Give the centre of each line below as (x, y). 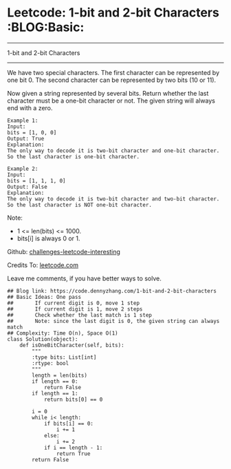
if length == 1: (55, 393)
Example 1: (23, 121)
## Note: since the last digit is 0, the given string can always (113, 321)
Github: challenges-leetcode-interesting (64, 251)
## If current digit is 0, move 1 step (73, 303)
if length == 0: (55, 381)
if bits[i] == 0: (69, 424)
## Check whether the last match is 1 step (80, 315)
